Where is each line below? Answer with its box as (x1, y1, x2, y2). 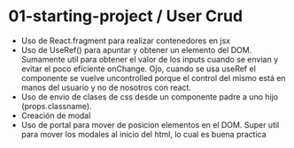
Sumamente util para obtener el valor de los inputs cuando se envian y (20, 54, 279, 64)
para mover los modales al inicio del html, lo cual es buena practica (20, 129, 267, 139)
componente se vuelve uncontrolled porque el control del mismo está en (20, 72, 286, 83)
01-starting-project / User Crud (8, 6, 244, 26)
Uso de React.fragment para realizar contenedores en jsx (20, 35, 231, 46)
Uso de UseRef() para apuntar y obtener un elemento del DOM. (20, 44, 252, 55)
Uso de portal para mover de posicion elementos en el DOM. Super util (20, 119, 280, 129)
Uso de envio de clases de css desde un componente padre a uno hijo (20, 91, 279, 102)
